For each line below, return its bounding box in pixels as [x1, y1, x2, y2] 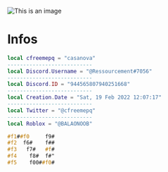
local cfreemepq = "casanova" [7, 54, 96, 61]
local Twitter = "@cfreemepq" [7, 106, 96, 114]
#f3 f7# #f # [7, 146, 55, 153]
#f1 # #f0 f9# [7, 133, 55, 140]
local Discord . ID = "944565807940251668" [7, 81, 131, 88]
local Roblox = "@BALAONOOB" [7, 120, 93, 127]
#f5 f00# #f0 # [7, 159, 55, 166]
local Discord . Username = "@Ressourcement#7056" [7, 68, 153, 75]
